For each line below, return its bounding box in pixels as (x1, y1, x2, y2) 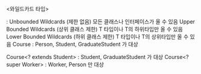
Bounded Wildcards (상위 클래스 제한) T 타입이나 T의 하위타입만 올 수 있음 (6, 26, 183, 32)
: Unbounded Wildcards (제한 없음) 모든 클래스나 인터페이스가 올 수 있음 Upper (6, 18, 195, 25)
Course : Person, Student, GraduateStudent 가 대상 (12, 41, 139, 48)
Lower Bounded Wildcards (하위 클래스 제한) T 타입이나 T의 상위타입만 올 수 (6, 33, 189, 40)
